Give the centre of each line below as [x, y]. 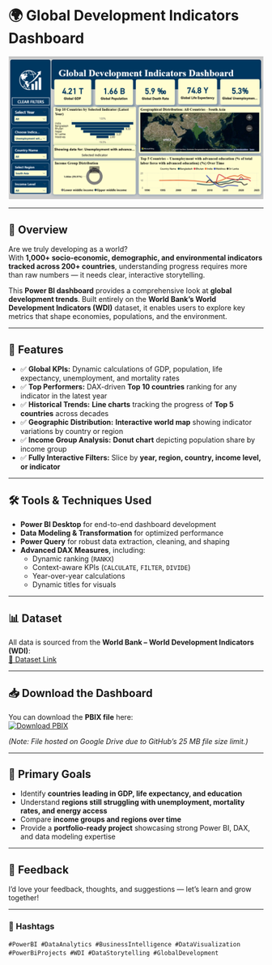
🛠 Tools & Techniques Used [80, 501]
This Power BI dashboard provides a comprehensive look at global [120, 291]
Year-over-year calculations [79, 576]
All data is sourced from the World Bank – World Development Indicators [131, 642]
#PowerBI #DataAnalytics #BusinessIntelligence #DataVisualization [125, 945]
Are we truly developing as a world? [68, 249]
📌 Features [36, 349]
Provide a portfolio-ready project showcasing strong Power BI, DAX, [135, 828]
